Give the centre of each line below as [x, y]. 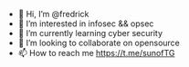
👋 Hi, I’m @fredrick [53, 14]
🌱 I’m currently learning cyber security [90, 33]
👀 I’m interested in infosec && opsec [86, 24]
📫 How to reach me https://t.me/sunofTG [96, 53]
